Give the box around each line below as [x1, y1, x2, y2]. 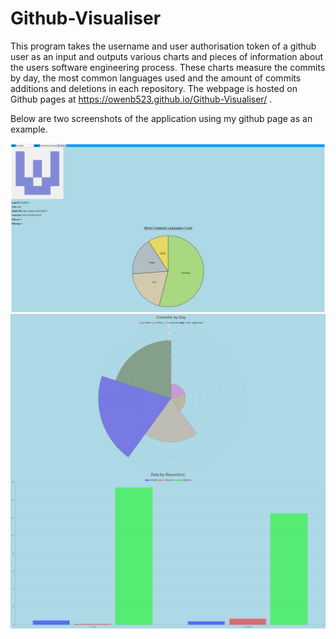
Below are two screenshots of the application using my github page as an [10, 112, 313, 124]
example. [10, 123, 48, 135]
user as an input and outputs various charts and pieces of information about [10, 50, 324, 62]
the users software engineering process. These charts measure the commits [10, 61, 326, 73]
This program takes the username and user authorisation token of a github [10, 40, 317, 52]
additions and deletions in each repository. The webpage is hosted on [10, 82, 298, 94]
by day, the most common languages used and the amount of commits [10, 72, 302, 84]
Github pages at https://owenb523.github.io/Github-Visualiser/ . [10, 93, 273, 105]
